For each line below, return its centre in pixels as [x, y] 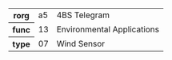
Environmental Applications [108, 29]
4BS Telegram [83, 15]
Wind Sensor [81, 43]
